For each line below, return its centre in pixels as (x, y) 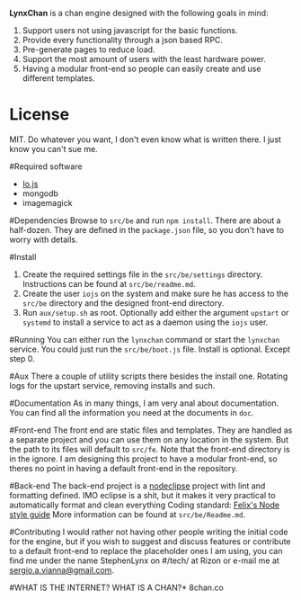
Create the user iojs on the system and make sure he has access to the (155, 293)
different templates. (59, 78)
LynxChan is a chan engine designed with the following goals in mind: (139, 13)
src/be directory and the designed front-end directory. (123, 303)
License (40, 115)
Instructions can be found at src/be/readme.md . (109, 283)
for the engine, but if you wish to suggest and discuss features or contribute (150, 541)
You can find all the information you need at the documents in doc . (132, 412)
